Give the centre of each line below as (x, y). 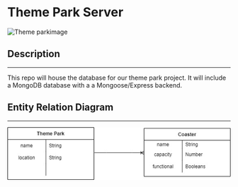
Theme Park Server (66, 12)
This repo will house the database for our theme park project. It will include (117, 78)
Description (34, 54)
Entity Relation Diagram (61, 108)
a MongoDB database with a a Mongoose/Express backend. (95, 85)
